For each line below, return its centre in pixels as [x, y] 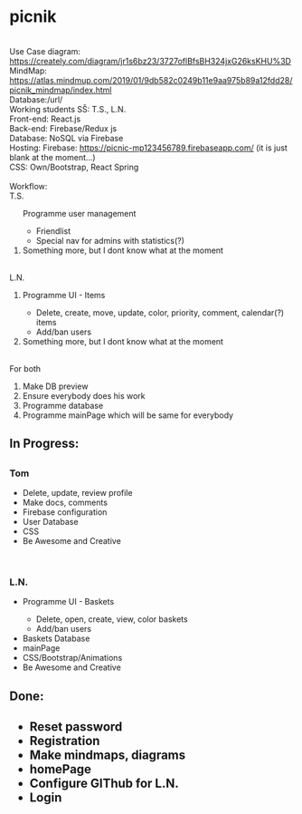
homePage [61, 769]
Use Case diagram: [45, 51]
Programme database [63, 405]
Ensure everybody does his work [84, 395]
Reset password [76, 727]
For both [25, 368]
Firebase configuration [65, 512]
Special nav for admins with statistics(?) [110, 240]
